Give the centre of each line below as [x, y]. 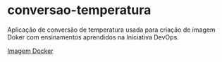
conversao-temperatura [79, 10]
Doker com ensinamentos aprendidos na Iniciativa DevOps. [93, 37]
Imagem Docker [31, 51]
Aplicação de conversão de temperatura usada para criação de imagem [112, 30]
